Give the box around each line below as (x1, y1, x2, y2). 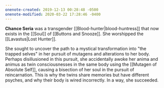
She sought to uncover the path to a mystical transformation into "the (5, 45, 147, 51)
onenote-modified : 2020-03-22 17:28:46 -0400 (5, 12, 101, 17)
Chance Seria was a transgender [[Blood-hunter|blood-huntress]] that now (5, 25, 160, 31)
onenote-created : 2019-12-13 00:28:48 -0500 (5, 7, 99, 12)
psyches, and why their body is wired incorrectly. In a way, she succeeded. (5, 77, 159, 83)
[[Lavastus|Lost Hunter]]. (5, 36, 57, 42)
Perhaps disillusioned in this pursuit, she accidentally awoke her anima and (5, 56, 159, 62)
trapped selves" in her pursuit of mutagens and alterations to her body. (5, 50, 150, 57)
